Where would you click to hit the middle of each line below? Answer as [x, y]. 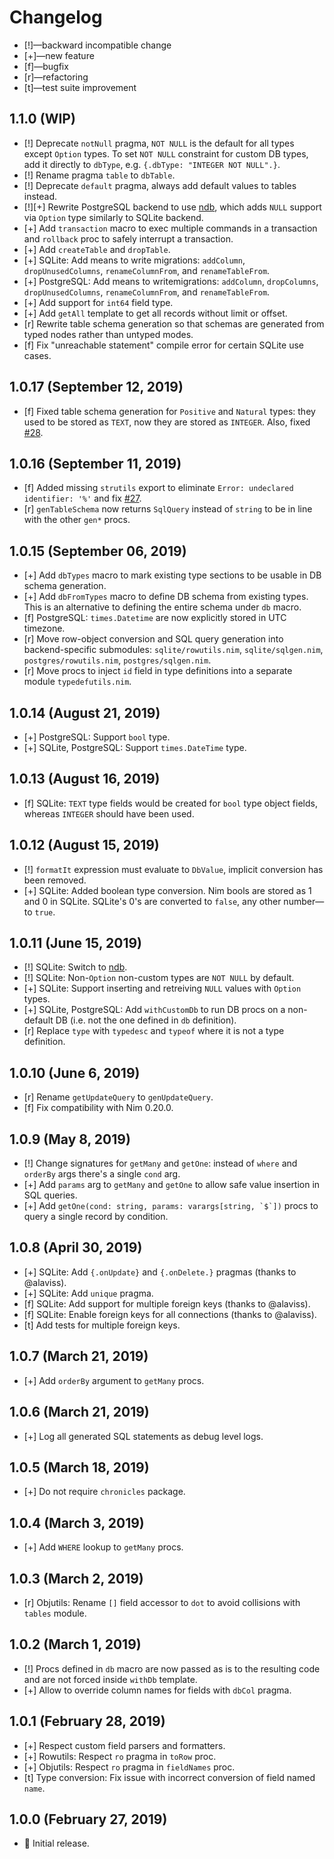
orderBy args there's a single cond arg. [102, 1174]
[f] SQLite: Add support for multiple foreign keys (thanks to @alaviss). [167, 1303]
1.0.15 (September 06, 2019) [98, 551]
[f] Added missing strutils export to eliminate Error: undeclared [158, 488]
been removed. [55, 880]
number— [304, 901]
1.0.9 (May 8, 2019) [70, 1139]
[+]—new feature [59, 55]
